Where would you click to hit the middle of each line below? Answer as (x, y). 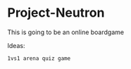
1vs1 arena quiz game (39, 58)
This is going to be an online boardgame (66, 32)
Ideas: (16, 45)
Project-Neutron (56, 13)
